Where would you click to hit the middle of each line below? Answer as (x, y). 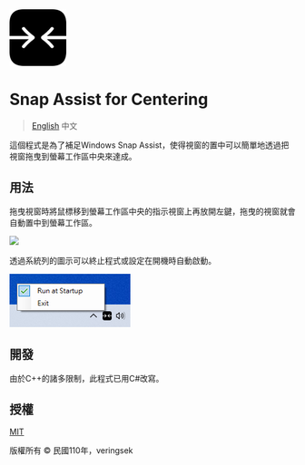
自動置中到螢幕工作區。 (53, 222)
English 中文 (54, 125)
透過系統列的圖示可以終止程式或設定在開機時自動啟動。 (113, 260)
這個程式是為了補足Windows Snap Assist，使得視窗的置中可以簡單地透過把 (149, 145)
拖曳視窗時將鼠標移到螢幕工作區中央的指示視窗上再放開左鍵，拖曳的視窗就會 (152, 211)
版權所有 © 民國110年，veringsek (71, 450)
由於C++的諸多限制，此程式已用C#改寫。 (87, 378)
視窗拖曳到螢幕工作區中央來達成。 (73, 156)
